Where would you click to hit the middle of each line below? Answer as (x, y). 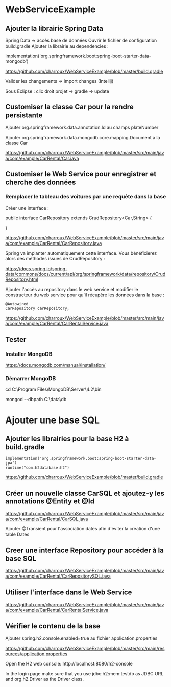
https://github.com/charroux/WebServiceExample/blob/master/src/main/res (85, 648)
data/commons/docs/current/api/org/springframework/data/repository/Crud (86, 274)
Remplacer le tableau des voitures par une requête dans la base (86, 197)
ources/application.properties (36, 654)
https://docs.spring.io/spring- (36, 268)
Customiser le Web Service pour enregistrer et (81, 174)
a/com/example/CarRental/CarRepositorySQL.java (58, 576)
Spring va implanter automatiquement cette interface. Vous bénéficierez (81, 253)
